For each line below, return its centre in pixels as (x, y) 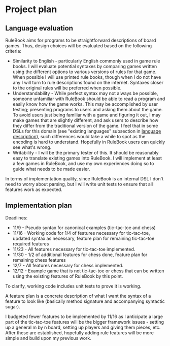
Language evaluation (39, 28)
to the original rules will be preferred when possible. (67, 88)
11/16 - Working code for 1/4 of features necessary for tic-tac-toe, (81, 233)
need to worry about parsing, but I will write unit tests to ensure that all (79, 184)
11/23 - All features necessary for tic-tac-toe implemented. (74, 249)
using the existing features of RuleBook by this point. (68, 276)
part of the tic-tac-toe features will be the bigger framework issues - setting (84, 322)
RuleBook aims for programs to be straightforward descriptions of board (81, 40)
